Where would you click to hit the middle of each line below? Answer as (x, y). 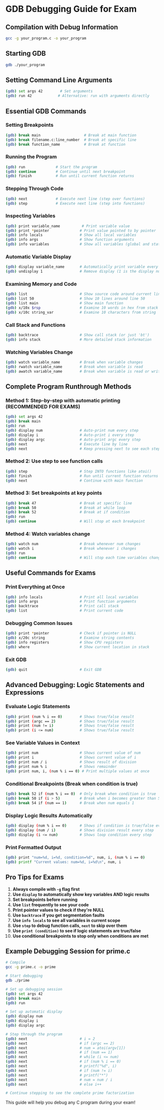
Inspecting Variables (30, 216)
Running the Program (31, 157)
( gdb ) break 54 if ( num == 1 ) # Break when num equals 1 (70, 803)
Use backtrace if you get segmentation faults (59, 915)
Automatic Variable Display (38, 257)
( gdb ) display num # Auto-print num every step (72, 431)
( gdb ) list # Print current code (64, 611)
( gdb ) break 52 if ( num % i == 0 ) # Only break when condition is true (81, 794)
